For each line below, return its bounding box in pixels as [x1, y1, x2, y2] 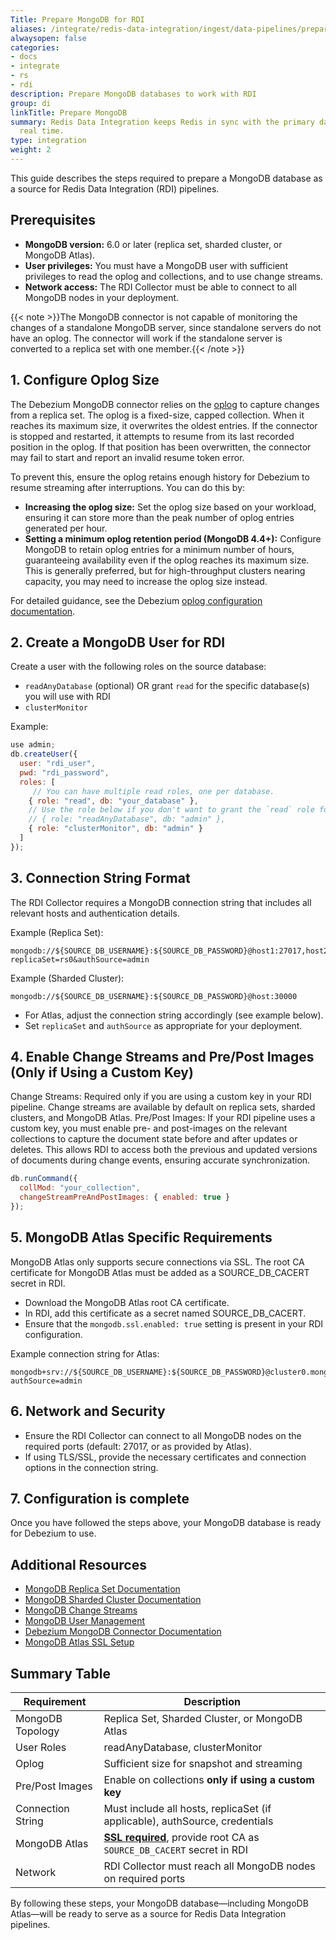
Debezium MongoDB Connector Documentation [24, 1626, 222, 1638]
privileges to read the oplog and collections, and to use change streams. [24, 270, 323, 282]
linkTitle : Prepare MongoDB [10, 107, 128, 118]
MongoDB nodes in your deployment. [24, 291, 180, 303]
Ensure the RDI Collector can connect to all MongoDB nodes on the [24, 1429, 302, 1441]
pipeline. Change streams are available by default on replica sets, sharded [10, 1101, 316, 1113]
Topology [15, 1724, 60, 1738]
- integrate [10, 61, 60, 71]
